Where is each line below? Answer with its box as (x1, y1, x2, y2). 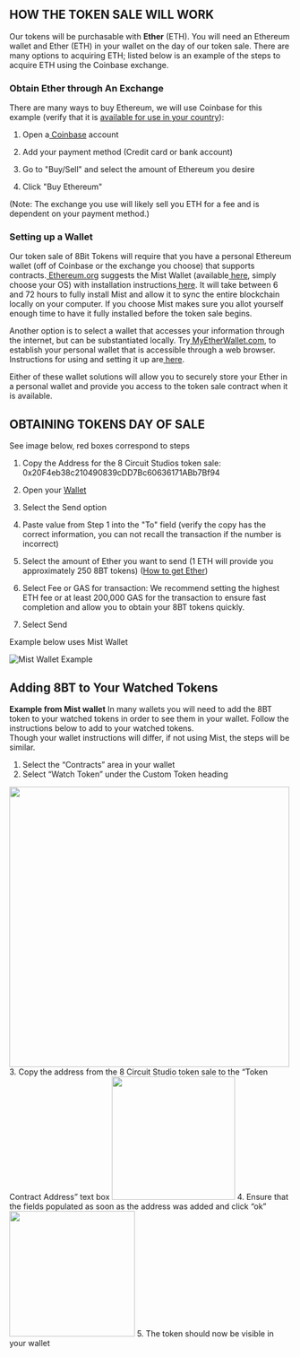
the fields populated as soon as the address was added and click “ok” (9, 1201, 267, 1212)
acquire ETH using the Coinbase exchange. (9, 59, 169, 70)
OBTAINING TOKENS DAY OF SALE (9, 416, 206, 431)
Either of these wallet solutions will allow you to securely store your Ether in (9, 371, 288, 382)
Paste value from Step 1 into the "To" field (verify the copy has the (21, 519, 267, 530)
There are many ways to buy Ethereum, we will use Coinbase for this (9, 102, 262, 113)
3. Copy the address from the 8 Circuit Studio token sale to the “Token (9, 1066, 269, 1077)
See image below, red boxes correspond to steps (9, 440, 191, 451)
